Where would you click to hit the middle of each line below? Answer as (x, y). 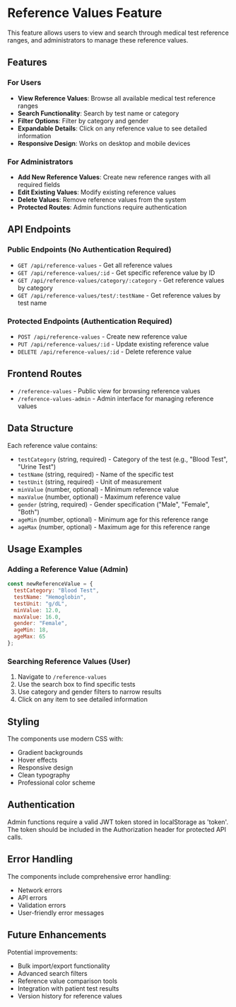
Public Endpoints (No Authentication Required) (89, 249)
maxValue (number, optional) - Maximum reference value (99, 497)
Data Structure (41, 428)
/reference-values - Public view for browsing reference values (109, 390)
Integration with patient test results (68, 988)
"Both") (29, 512)
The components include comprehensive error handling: (89, 876)
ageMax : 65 (30, 637)
